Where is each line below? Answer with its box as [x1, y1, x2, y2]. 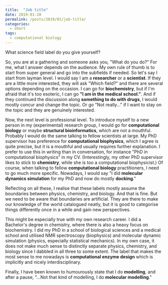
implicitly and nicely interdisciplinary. [5, 259, 82, 265]
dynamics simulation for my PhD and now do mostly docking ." [5, 175, 136, 181]
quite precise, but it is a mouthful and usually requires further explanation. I [5, 143, 160, 149]
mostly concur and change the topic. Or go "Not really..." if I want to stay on [5, 102, 162, 108]
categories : [5, 21, 30, 27]
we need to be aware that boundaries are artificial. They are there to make [5, 196, 158, 202]
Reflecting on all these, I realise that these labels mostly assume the [5, 185, 145, 191]
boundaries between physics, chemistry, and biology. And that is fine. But [5, 191, 157, 197]
